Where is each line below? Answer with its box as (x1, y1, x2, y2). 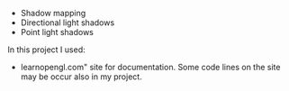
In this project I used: (7, 44, 86, 55)
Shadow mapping (20, 8, 86, 18)
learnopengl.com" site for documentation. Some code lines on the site (20, 62, 281, 72)
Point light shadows (20, 27, 95, 37)
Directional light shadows (20, 17, 115, 28)
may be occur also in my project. (20, 71, 142, 82)
